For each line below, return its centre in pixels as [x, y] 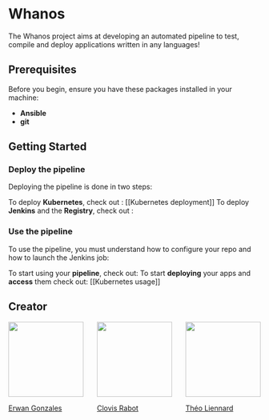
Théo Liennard [209, 408]
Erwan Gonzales [35, 408]
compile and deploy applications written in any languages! [104, 44]
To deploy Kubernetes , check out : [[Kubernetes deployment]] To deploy [129, 202]
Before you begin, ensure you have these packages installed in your [120, 89]
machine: [24, 98]
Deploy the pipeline [47, 170]
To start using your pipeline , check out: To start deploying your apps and [129, 273]
